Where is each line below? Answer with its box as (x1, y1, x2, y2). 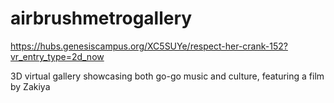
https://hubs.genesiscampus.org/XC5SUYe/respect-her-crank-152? (10, 40, 288, 52)
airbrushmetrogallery (10, 7, 193, 30)
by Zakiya (10, 80, 51, 92)
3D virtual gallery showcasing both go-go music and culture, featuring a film (10, 70, 325, 82)
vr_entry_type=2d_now (10, 50, 105, 62)
